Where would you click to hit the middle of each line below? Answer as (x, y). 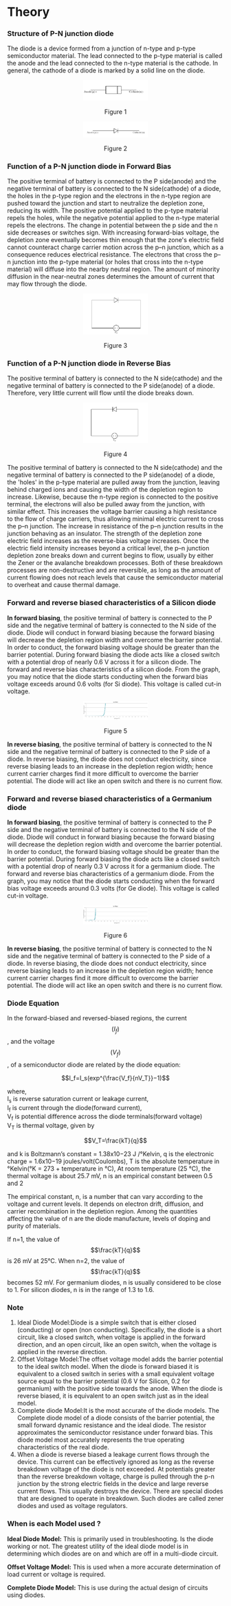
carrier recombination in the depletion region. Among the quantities (102, 1211)
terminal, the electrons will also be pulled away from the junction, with (106, 504)
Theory (29, 12)
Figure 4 (115, 454)
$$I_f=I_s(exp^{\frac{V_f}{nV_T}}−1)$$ (115, 1078)
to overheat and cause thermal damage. (64, 585)
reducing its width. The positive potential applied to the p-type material (108, 210)
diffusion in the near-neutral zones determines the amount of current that (111, 277)
